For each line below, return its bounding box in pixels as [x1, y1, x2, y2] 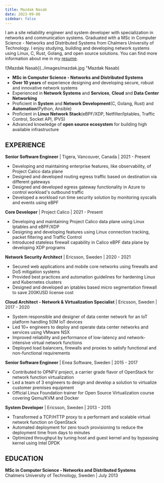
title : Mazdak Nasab [5, 7, 47, 12]
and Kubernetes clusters [12, 279, 62, 285]
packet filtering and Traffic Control [12, 234, 82, 240]
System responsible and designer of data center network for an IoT [12, 314, 148, 320]
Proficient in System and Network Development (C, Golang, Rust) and [12, 101, 154, 107]
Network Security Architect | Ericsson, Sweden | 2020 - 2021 [5, 254, 131, 260]
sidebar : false [5, 16, 36, 21]
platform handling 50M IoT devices [12, 319, 83, 325]
